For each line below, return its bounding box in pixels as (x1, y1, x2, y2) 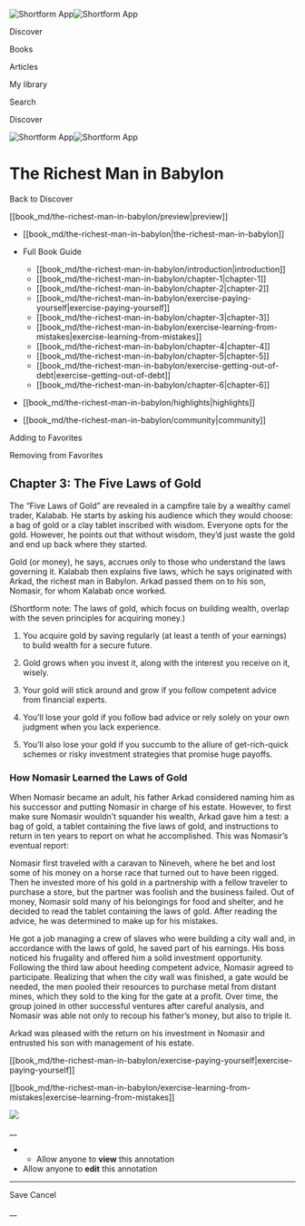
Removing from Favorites (9, 449, 103, 460)
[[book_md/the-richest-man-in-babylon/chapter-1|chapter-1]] (35, 273, 267, 284)
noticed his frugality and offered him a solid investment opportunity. (9, 953, 263, 964)
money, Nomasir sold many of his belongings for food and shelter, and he (9, 897, 284, 907)
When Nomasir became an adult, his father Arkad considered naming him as (9, 792, 295, 803)
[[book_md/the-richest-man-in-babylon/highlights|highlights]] (22, 397, 256, 407)
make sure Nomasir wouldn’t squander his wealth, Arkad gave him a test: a (9, 811, 289, 822)
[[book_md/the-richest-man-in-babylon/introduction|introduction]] (35, 263, 286, 274)
